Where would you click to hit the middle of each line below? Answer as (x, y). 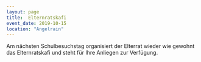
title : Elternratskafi (37, 18)
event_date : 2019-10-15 (37, 23)
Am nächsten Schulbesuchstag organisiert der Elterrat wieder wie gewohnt (100, 46)
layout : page (23, 12)
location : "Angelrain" (35, 29)
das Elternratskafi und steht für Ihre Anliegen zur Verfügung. (82, 53)
